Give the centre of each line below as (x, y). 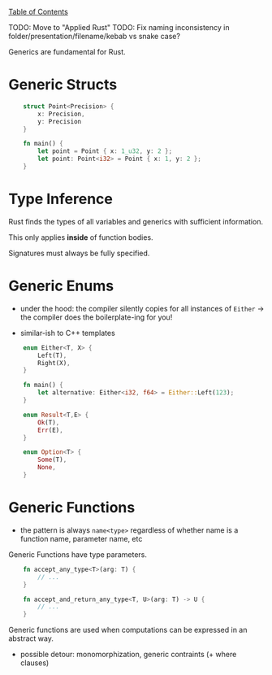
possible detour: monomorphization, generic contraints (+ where (128, 655)
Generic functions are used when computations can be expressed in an (128, 630)
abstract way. (31, 638)
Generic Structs (63, 85)
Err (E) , (50, 430)
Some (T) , (52, 460)
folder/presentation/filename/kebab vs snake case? (95, 36)
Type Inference (61, 199)
